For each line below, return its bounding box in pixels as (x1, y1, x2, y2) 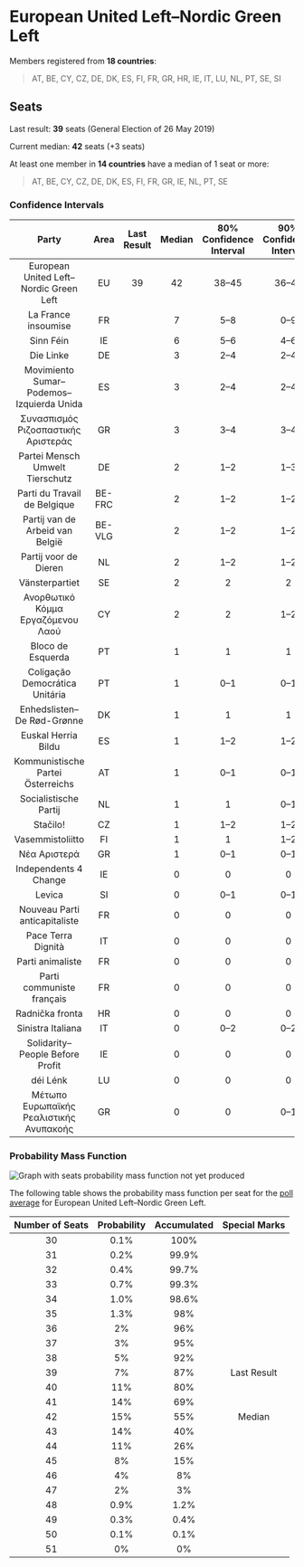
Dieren (34, 562, 63, 575)
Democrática (22, 677, 77, 689)
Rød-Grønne (29, 715, 84, 727)
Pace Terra (25, 929, 73, 942)
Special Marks (222, 1219, 286, 1231)
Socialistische (19, 793, 79, 805)
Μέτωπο (31, 1088, 68, 1101)
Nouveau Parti (18, 903, 80, 916)
